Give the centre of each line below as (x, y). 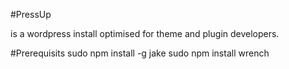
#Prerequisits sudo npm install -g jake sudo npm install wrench (140, 53)
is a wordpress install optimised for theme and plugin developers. (145, 33)
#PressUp (31, 14)
